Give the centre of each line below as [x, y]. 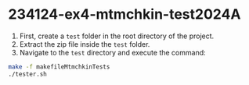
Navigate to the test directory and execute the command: [112, 52]
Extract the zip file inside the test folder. [85, 44]
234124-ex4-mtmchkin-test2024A [125, 14]
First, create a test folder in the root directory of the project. [117, 36]
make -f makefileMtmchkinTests [59, 67]
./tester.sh [27, 74]
